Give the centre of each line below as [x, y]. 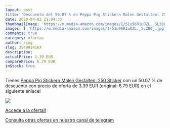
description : [19, 52]
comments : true [21, 33]
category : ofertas [25, 38]
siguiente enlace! [23, 91]
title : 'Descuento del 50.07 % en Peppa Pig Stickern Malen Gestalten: [82, 15]
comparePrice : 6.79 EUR [30, 61]
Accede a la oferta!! [26, 110]
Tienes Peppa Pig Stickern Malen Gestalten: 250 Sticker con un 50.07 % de [84, 81]
